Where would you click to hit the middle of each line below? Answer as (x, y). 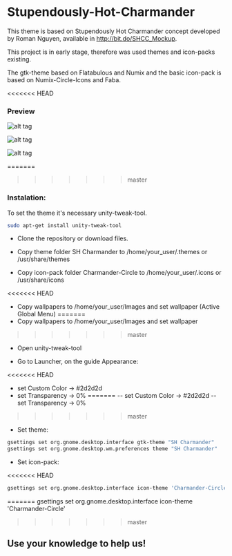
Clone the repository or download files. (73, 238)
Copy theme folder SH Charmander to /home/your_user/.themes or (112, 252)
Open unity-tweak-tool (49, 348)
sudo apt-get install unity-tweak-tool (65, 225)
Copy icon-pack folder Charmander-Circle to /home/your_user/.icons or (119, 273)
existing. (19, 59)
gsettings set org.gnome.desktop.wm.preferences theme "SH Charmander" (112, 449)
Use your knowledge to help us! (77, 544)
